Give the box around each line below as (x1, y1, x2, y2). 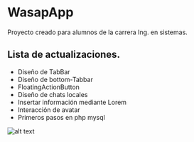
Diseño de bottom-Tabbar (17, 75, 94, 83)
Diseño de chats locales (17, 90, 88, 98)
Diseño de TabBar (17, 67, 70, 76)
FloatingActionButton (17, 83, 80, 91)
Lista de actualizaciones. (7, 49, 121, 61)
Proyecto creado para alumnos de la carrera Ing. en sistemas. (7, 28, 188, 36)
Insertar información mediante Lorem (17, 98, 126, 106)
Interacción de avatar (17, 105, 80, 114)
